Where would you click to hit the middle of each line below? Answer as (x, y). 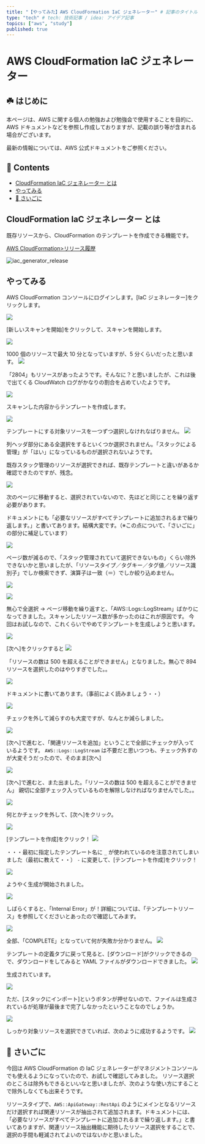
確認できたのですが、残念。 (41, 473)
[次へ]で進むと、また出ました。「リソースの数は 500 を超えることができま (99, 782)
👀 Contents (28, 167)
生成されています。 (30, 974)
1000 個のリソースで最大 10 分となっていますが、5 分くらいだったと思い (97, 354)
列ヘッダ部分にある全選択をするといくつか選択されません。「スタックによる (102, 444)
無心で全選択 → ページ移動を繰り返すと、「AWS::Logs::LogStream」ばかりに (102, 608)
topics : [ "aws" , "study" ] (39, 23)
